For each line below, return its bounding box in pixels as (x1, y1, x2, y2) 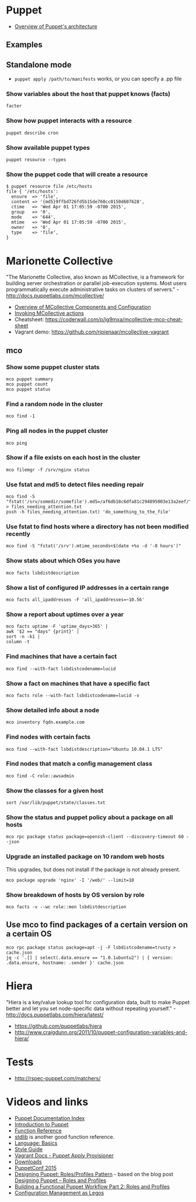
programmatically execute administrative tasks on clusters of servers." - (6, 286, 179, 293)
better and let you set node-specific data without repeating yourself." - (6, 1005, 176, 1012)
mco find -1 (6, 413, 35, 419)
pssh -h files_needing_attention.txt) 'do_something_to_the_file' (6, 509, 171, 515)
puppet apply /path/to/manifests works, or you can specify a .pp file (14, 75, 182, 83)
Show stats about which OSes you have (6, 557, 121, 565)
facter (6, 103, 22, 109)
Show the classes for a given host (6, 787, 104, 795)
